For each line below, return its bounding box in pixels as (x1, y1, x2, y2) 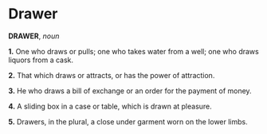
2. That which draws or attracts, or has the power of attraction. (8, 70, 215, 80)
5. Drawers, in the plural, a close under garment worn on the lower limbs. (8, 116, 249, 126)
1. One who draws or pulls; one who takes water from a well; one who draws (8, 46, 259, 56)
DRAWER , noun (8, 31, 60, 41)
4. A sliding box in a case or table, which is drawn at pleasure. (8, 101, 213, 111)
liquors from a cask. (8, 55, 74, 65)
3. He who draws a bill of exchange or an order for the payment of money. (8, 85, 253, 96)
